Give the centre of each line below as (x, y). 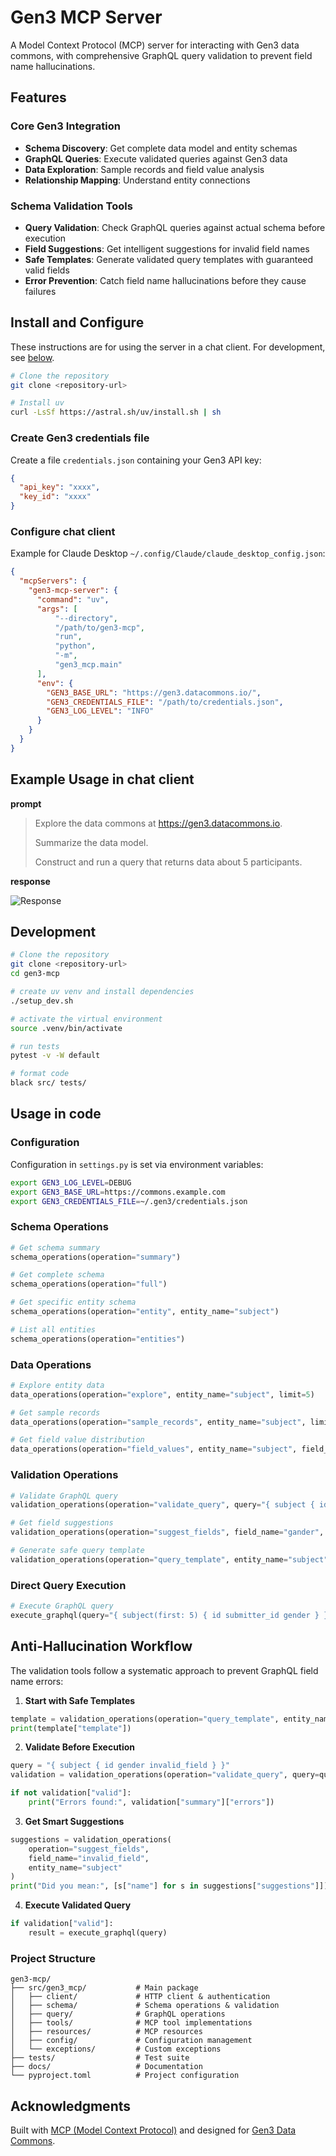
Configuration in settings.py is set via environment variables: (137, 1164)
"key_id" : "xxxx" (55, 497)
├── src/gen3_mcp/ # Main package (104, 1988)
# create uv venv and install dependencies (102, 992)
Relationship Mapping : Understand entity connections (137, 180)
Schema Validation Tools (71, 206)
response (30, 881)
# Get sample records (55, 1412)
